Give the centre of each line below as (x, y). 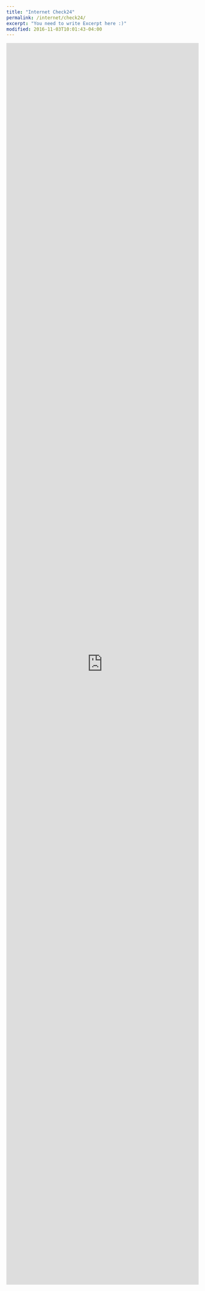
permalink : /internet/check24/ (46, 18)
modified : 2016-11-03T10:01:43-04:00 (54, 29)
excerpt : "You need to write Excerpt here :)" (67, 23)
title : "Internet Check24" (41, 12)
